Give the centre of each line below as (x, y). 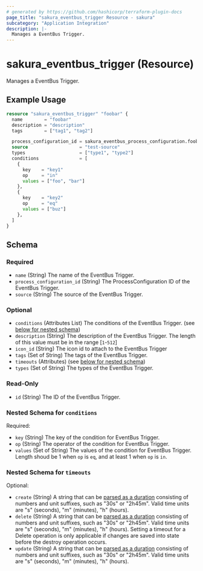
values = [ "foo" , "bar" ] (53, 181)
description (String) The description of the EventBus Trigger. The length (105, 336)
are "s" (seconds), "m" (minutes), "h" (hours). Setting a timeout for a (100, 529)
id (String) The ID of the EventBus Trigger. (68, 397)
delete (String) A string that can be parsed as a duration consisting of (101, 517)
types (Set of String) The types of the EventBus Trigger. (84, 368)
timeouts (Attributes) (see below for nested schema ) (80, 362)
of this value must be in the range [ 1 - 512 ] (66, 343)
